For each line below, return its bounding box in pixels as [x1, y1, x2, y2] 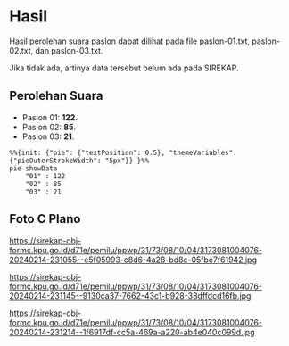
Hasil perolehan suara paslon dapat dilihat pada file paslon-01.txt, [9, 36, 251, 46]
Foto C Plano [9, 211, 81, 227]
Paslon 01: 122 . [21, 111, 78, 122]
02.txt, [9, 45, 34, 55]
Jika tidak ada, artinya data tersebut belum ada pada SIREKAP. [9, 62, 239, 73]
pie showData [9, 163, 58, 173]
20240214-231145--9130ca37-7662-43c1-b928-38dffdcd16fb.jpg [9, 290, 252, 301]
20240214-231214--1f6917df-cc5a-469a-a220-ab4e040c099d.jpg [9, 326, 256, 337]
